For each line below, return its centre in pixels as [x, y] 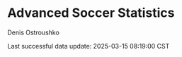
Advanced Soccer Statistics [91, 13]
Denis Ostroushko [34, 32]
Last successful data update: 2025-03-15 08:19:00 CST [89, 46]
